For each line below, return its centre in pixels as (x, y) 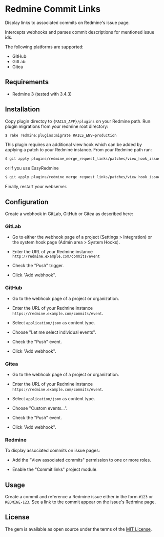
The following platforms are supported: (44, 47)
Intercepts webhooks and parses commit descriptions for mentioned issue (80, 32)
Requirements (27, 82)
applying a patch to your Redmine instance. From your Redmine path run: (79, 150)
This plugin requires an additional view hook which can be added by (74, 145)
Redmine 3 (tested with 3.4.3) (42, 94)
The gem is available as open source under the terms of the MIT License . (79, 529)
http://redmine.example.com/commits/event (56, 256)
